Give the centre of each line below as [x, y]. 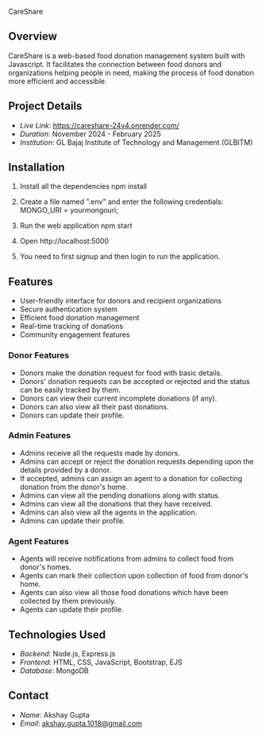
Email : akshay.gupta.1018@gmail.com [81, 723]
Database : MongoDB [54, 670]
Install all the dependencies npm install [83, 186]
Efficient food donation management [79, 318]
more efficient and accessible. [58, 81]
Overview [33, 36]
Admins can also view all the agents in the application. [108, 512]
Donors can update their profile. [72, 415]
